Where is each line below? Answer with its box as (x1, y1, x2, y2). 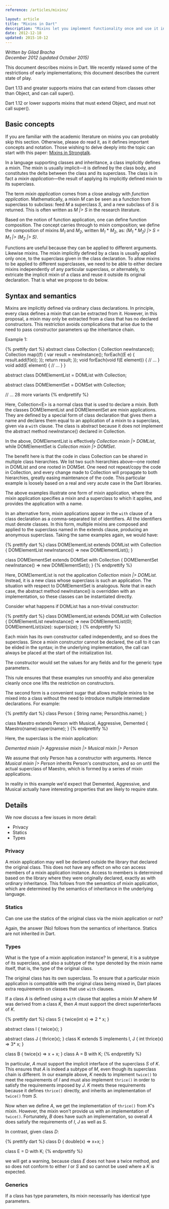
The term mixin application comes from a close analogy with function (5, 191, 149, 197)
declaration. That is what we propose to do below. (5, 277, 109, 283)
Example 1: (5, 337, 28, 343)
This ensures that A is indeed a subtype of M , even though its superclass (5, 1066, 156, 1072)
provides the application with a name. (5, 501, 83, 507)
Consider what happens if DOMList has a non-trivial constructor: (5, 603, 139, 610)
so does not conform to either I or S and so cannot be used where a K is (5, 1163, 154, 1169)
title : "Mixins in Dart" (5, 21, 57, 26)
